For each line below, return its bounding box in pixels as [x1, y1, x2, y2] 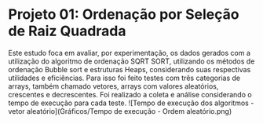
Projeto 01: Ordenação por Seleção [8, 5, 239, 24]
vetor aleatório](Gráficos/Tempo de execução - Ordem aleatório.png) [8, 106, 232, 115]
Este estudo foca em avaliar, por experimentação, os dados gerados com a [8, 48, 251, 57]
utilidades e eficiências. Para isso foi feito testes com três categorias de [8, 73, 241, 82]
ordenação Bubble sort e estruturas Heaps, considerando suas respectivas [8, 64, 251, 74]
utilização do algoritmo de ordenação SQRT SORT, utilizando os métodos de [8, 57, 255, 66]
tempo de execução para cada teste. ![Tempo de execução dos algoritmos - [8, 98, 254, 108]
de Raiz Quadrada [8, 22, 126, 40]
